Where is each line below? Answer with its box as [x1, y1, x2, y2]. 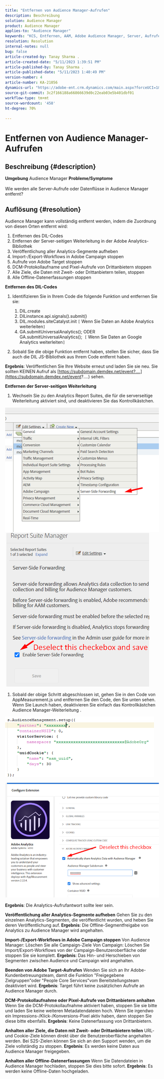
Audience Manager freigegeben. [5, 1048, 71, 1054]
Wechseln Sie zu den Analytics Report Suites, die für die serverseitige [12, 393, 153, 398]
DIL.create [19, 308, 41, 314]
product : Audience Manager [5, 23, 60, 28]
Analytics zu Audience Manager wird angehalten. [5, 927, 104, 933]
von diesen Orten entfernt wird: [5, 223, 68, 229]
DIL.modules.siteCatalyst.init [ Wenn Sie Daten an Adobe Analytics [19, 318, 154, 324]
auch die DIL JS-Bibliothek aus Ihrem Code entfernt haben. [12, 353, 131, 359]
